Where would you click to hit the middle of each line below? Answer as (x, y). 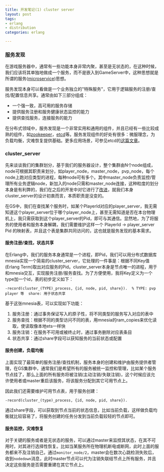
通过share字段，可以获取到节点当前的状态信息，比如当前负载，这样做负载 (79, 410)
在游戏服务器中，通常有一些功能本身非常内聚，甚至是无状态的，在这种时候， (82, 66)
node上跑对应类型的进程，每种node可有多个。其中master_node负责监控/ (78, 177)
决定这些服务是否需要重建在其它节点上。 (46, 465)
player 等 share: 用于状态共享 (35, 293)
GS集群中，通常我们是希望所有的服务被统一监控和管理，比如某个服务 (87, 368)
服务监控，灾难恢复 (24, 428)
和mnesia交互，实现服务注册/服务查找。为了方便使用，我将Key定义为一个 (79, 273)
